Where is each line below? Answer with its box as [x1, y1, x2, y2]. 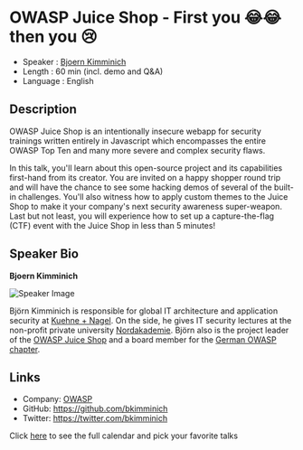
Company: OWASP [22, 394, 93, 405]
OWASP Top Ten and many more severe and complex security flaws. [9, 145, 266, 155]
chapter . [9, 343, 41, 354]
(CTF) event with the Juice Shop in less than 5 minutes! [9, 220, 215, 230]
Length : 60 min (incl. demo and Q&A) [22, 66, 164, 77]
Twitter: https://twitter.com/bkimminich [22, 413, 168, 424]
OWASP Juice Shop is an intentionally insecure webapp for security [9, 126, 261, 136]
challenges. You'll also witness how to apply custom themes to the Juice [17, 191, 289, 202]
